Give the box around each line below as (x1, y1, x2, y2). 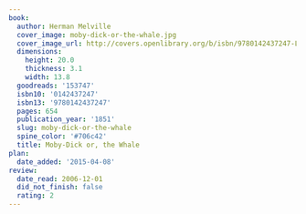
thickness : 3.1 (25, 65, 83, 74)
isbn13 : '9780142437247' (16, 97, 111, 107)
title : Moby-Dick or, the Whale (16, 140, 141, 149)
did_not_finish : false (16, 183, 103, 192)
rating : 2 (16, 191, 54, 200)
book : (8, 13, 29, 23)
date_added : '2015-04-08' (16, 157, 116, 167)
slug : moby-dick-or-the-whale (16, 124, 132, 133)
